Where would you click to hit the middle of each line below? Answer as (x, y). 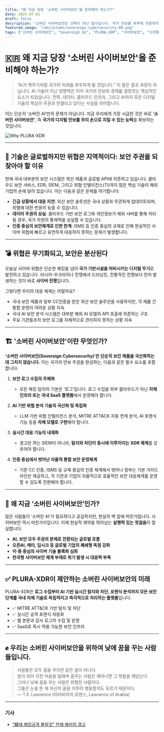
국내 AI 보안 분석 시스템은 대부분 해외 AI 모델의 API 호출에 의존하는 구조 (80, 313)
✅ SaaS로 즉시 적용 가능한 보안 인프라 (48, 626)
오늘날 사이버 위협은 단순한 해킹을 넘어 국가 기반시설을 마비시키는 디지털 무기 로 (80, 268)
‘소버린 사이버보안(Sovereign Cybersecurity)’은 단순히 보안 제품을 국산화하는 (80, 356)
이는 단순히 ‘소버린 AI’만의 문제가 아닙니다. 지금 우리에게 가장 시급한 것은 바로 (79, 114)
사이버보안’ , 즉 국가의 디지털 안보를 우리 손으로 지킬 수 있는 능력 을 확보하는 (84, 119)
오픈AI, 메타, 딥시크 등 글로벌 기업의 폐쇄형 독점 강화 (61, 545)
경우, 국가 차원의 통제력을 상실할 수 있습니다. (60, 220)
